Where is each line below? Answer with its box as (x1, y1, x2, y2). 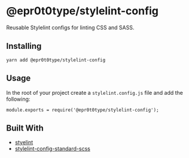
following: (6, 95, 31, 103)
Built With (6, 123, 44, 133)
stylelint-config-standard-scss (14, 145, 91, 153)
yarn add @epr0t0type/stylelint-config (6, 57, 106, 63)
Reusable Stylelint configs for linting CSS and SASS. (6, 24, 135, 31)
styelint (14, 139, 33, 146)
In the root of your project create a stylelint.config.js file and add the (6, 89, 184, 96)
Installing (6, 41, 42, 51)
